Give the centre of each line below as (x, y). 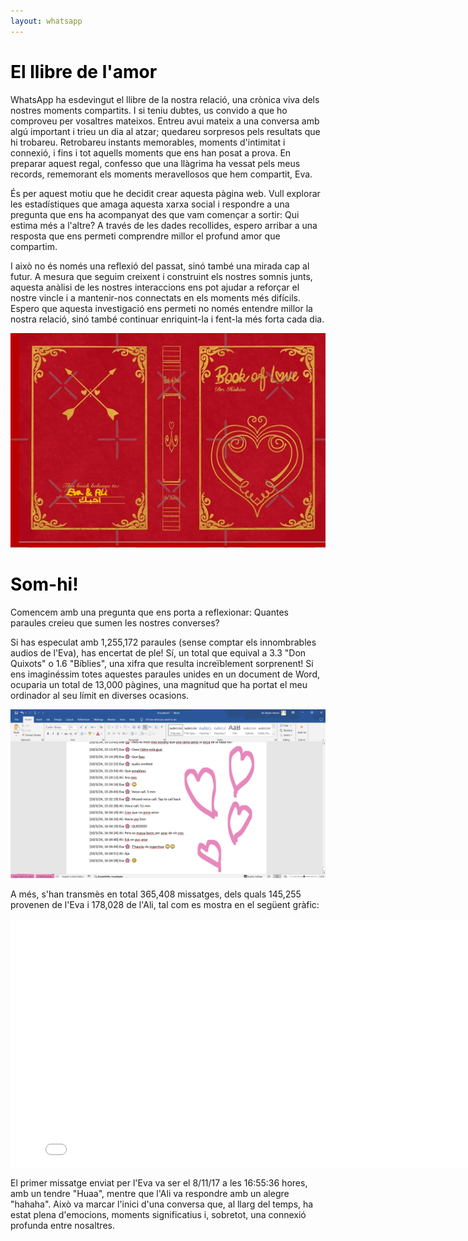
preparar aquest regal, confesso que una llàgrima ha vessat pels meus (155, 163)
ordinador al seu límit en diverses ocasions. (100, 696)
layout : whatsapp (46, 21)
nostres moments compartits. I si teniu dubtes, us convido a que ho (149, 110)
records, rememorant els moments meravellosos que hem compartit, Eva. (161, 174)
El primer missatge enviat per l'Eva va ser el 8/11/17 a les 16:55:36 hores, (159, 1182)
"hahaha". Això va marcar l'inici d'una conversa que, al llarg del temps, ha (162, 1204)
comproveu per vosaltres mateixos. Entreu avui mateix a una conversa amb (165, 121)
